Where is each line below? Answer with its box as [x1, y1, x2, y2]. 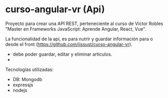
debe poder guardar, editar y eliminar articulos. [12, 51, 113, 57]
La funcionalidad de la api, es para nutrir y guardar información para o [5, 36, 153, 42]
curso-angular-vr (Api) [5, 4, 105, 15]
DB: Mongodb [12, 76, 43, 82]
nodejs [12, 87, 27, 93]
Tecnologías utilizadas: [5, 66, 54, 72]
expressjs [12, 82, 33, 88]
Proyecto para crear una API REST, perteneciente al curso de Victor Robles [5, 20, 163, 27]
